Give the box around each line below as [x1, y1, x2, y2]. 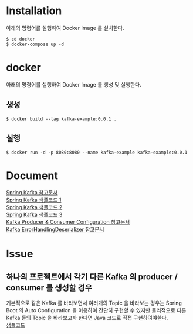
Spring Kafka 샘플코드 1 [6, 196, 62, 204]
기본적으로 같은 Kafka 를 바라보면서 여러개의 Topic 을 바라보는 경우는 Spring [6, 299, 182, 307]
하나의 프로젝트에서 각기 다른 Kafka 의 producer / [6, 272, 178, 282]
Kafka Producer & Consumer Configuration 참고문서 [6, 219, 130, 226]
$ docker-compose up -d [6, 41, 65, 47]
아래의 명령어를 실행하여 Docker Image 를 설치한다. [6, 24, 124, 31]
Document [6, 169, 59, 182]
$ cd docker [6, 36, 35, 42]
